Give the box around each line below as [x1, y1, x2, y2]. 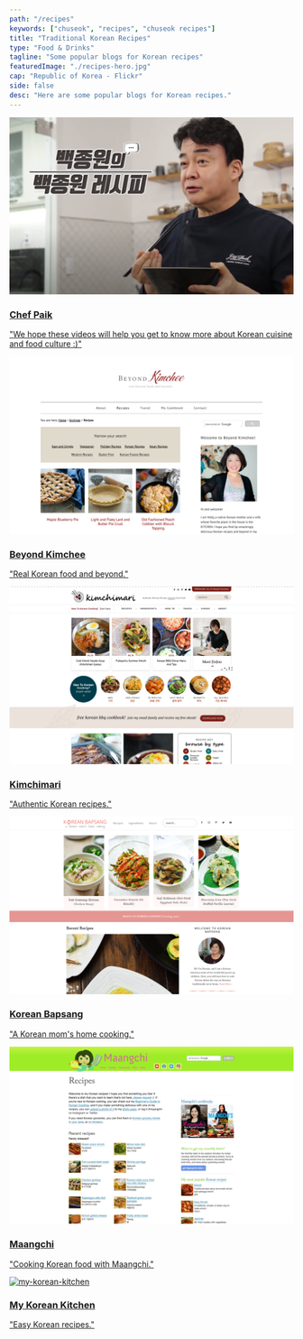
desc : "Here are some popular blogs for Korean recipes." [9, 90, 232, 99]
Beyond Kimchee [9, 548, 86, 560]
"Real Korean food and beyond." [9, 568, 129, 579]
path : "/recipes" [9, 14, 75, 23]
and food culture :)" [9, 338, 83, 349]
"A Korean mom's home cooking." [9, 1029, 135, 1039]
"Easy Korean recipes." [9, 1318, 95, 1330]
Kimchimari [9, 778, 61, 790]
